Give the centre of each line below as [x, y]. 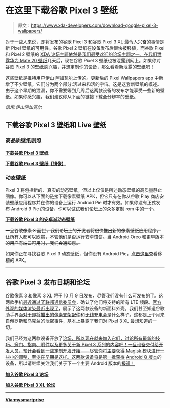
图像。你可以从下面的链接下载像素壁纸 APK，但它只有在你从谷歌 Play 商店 [82, 196]
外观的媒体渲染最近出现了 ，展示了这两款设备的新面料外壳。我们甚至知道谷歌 [85, 308]
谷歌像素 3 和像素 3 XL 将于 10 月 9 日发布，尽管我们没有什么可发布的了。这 [84, 295]
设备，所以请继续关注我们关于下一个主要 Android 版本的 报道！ [70, 363]
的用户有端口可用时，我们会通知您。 [43, 243]
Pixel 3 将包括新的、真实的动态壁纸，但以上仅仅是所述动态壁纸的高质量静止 [84, 190]
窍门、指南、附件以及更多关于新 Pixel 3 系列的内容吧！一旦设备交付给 [87, 344]
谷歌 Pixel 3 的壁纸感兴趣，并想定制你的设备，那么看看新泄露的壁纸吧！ [80, 67]
